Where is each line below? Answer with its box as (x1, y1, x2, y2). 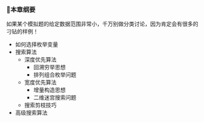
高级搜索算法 (15, 109, 47, 117)
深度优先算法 (24, 56, 57, 63)
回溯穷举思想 (33, 64, 66, 71)
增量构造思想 (33, 86, 66, 93)
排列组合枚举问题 (33, 71, 77, 78)
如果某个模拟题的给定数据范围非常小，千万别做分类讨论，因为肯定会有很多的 (6, 20, 199, 28)
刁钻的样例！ (6, 28, 38, 35)
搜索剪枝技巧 (24, 101, 57, 109)
